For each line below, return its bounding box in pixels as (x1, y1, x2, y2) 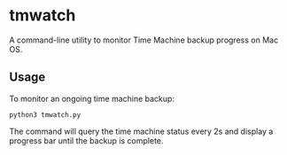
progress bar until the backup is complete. (9, 135, 164, 146)
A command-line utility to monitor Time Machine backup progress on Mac (9, 35, 279, 45)
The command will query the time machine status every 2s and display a (9, 126, 274, 136)
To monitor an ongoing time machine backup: (9, 93, 175, 104)
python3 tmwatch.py (9, 110, 81, 120)
